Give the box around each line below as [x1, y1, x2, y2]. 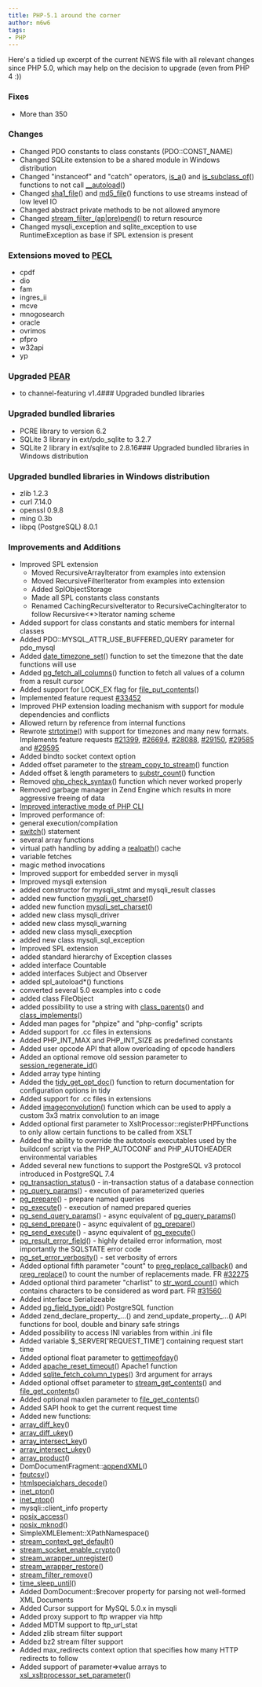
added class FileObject [19, 994, 94, 1003]
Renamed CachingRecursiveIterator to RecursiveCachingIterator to [31, 601, 247, 611]
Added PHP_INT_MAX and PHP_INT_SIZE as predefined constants [19, 1035, 234, 1046]
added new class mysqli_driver [19, 910, 120, 920]
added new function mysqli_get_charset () [19, 894, 154, 903]
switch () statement [19, 827, 81, 836]
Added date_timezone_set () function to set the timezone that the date [19, 652, 244, 661]
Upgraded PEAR [8, 371, 71, 382]
